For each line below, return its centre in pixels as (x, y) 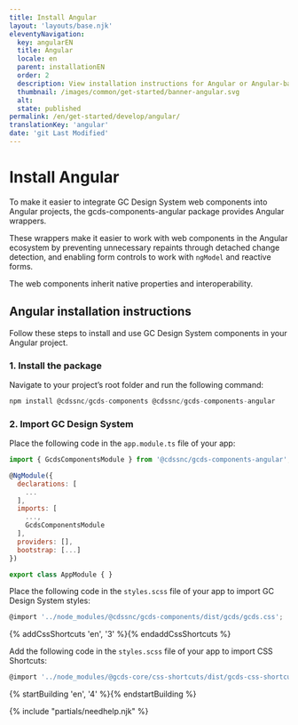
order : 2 (33, 76)
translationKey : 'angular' (59, 125)
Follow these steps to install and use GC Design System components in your (149, 333)
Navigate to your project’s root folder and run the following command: (137, 384)
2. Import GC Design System (71, 423)
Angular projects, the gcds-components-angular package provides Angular (147, 211)
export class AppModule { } (61, 575)
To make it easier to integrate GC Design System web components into (138, 202)
